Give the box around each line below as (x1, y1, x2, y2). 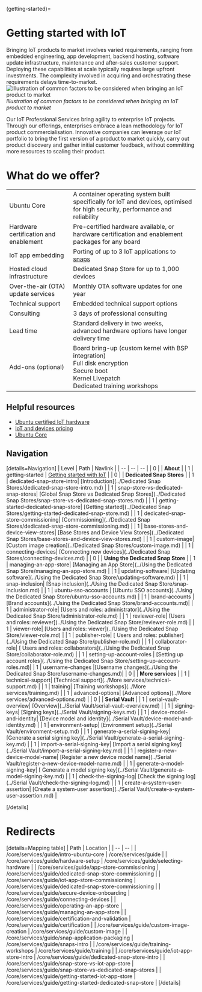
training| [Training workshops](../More (51, 682, 146, 690)
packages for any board (73, 237, 141, 246)
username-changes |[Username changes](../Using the (43, 664, 178, 671)
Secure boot (73, 366, 108, 375)
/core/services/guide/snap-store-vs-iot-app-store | (6, 960, 134, 967)
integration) (73, 351, 106, 360)
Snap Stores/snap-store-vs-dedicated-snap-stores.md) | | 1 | (6, 496, 158, 504)
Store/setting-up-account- (114, 657, 181, 664)
